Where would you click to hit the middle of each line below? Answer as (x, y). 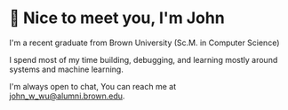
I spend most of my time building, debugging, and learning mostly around (144, 59)
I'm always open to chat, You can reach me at (92, 86)
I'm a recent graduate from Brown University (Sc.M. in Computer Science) (144, 43)
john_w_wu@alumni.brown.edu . (67, 96)
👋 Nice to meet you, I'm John (117, 18)
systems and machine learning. (67, 69)
